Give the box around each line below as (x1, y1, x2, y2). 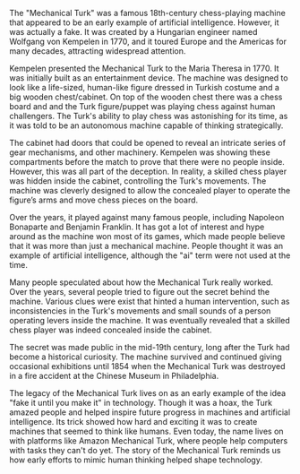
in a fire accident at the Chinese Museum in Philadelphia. (9, 371, 219, 381)
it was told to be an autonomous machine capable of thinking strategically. (9, 120, 284, 131)
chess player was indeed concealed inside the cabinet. (9, 324, 212, 335)
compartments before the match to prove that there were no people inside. (9, 157, 285, 167)
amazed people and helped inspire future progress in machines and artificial (9, 407, 291, 418)
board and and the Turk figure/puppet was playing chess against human (9, 101, 276, 111)
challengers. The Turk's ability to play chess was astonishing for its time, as (9, 111, 288, 121)
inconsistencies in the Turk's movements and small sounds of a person (9, 306, 271, 316)
